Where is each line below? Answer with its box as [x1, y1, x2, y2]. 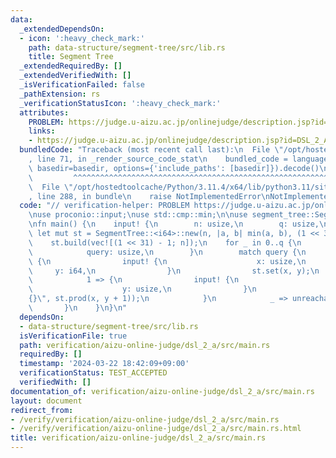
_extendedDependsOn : [19, 24, 105, 34]
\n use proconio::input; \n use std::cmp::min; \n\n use [28, 210, 248, 220]
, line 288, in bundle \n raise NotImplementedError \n [28, 191, 271, 201]
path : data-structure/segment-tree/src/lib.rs [28, 42, 226, 53]
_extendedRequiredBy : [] [19, 61, 123, 71]
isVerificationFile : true [19, 331, 128, 341]
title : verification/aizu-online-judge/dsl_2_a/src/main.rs [10, 433, 267, 443]
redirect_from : [10, 405, 74, 415]
